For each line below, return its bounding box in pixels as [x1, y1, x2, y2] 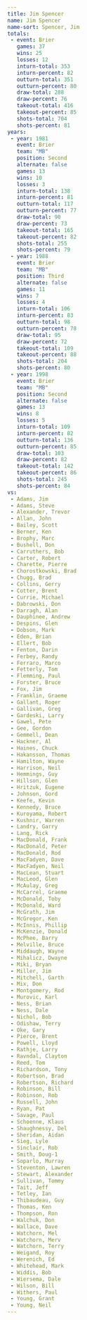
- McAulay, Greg [10, 882, 58, 889]
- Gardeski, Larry [10, 711, 65, 719]
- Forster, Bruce [10, 679, 61, 686]
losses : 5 [16, 417, 46, 424]
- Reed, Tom [10, 1059, 46, 1066]
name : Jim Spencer [7, 17, 61, 24]
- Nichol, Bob [10, 1013, 52, 1020]
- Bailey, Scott [10, 522, 58, 529]
